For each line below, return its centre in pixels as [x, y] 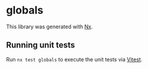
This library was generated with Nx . [49, 27]
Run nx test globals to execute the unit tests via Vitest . [74, 59]
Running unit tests [41, 45]
